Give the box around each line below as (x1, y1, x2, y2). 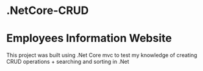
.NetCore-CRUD (6, 4, 89, 18)
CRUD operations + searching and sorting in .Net (6, 58, 129, 66)
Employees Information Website (6, 32, 172, 46)
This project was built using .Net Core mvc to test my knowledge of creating (6, 52, 198, 59)
